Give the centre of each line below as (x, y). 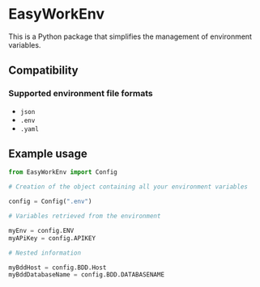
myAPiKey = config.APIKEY (52, 238)
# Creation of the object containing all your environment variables (128, 187)
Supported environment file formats (81, 94)
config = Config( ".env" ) (50, 202)
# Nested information (45, 253)
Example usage (48, 154)
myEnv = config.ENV (41, 230)
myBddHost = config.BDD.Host (58, 268)
